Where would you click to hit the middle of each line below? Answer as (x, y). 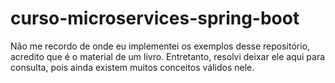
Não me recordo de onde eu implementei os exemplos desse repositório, (160, 46)
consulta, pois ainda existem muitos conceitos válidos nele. (132, 67)
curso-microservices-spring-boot (155, 18)
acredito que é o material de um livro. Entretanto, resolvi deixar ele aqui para (168, 56)
